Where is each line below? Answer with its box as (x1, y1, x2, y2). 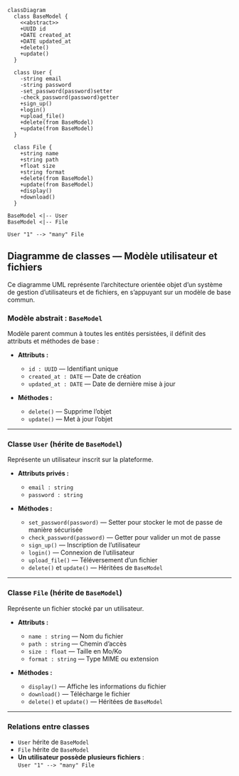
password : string (28, 492, 83, 499)
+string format (20, 169, 65, 176)
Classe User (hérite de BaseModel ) (7, 439, 122, 449)
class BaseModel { (14, 13, 69, 20)
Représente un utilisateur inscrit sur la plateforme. (7, 456, 154, 464)
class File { (14, 144, 53, 151)
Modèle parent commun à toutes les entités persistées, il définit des (7, 330, 206, 338)
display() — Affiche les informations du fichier (28, 682, 166, 691)
